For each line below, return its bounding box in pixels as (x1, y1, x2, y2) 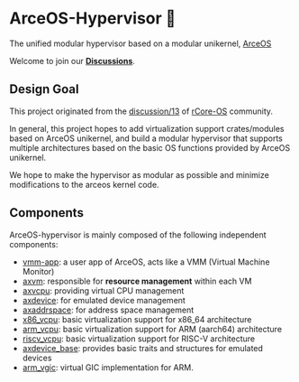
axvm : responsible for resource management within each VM (22, 275, 252, 286)
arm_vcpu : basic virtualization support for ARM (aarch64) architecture (22, 323, 282, 334)
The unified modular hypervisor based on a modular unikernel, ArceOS (9, 38, 272, 49)
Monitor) (22, 266, 55, 276)
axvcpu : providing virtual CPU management (22, 284, 185, 296)
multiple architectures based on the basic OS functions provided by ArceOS (9, 142, 291, 153)
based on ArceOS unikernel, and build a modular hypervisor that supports (9, 133, 284, 144)
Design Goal (9, 81, 79, 98)
